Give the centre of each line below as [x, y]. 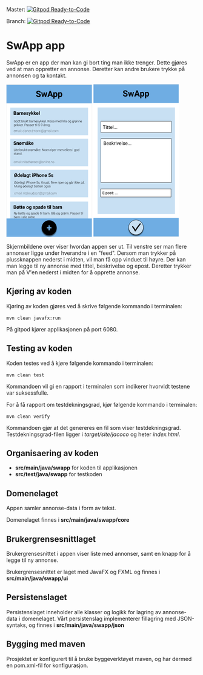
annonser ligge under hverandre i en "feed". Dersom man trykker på [91, 253]
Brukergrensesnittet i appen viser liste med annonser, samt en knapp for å [98, 554]
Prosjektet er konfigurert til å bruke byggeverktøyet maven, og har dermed [99, 659]
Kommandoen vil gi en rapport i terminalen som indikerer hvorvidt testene [98, 386]
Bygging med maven [46, 644]
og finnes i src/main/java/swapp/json [77, 625]
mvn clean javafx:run [34, 318]
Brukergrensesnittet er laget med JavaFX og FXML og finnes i [83, 572]
